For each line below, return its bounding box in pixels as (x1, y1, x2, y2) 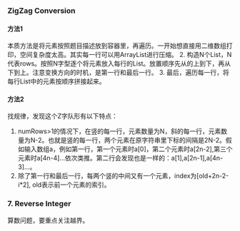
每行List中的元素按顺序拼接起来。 (7, 77, 106, 86)
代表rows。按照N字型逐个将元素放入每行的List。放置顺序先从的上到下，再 (7, 59, 225, 68)
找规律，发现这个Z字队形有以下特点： (7, 112, 118, 120)
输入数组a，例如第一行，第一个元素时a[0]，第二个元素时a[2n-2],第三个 (24, 145, 233, 153)
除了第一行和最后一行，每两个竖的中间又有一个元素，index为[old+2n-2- (17, 172, 229, 180)
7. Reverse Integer (7, 199, 71, 209)
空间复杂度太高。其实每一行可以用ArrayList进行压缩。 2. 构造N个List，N (19, 51, 232, 59)
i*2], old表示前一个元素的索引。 (17, 180, 111, 189)
